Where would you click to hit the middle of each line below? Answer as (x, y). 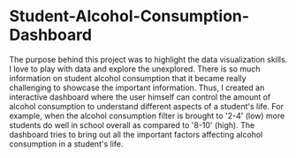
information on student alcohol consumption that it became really (128, 78)
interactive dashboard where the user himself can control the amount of (140, 97)
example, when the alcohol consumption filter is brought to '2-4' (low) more (147, 116)
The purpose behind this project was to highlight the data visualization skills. (148, 59)
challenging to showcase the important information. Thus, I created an (137, 87)
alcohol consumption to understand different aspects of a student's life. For (147, 106)
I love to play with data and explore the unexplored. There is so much (135, 69)
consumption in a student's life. (66, 144)
